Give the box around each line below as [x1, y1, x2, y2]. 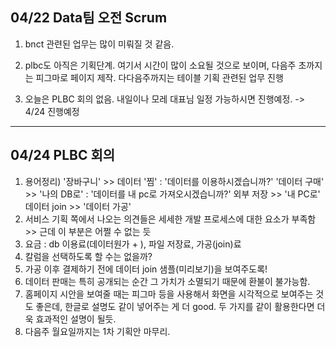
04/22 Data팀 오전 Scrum [10, 9, 168, 27]
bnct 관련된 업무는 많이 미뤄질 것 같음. [24, 38, 175, 50]
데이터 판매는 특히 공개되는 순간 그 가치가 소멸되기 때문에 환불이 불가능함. [24, 275, 311, 287]
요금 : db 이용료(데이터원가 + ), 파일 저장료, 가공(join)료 [24, 238, 242, 250]
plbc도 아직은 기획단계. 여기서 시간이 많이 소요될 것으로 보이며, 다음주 [24, 59, 297, 71]
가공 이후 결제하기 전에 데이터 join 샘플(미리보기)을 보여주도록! [24, 263, 268, 275]
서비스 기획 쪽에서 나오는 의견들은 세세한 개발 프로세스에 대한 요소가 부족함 [24, 213, 317, 225]
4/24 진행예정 [24, 105, 80, 117]
